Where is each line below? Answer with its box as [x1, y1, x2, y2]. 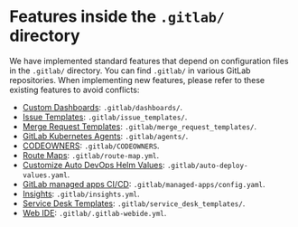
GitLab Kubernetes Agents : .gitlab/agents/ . [22, 130, 189, 141]
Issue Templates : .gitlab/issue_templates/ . [22, 111, 188, 122]
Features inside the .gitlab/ [9, 6, 226, 27]
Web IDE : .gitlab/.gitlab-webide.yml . [22, 207, 167, 218]
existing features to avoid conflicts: [9, 84, 140, 95]
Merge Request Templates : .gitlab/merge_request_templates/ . [22, 120, 257, 132]
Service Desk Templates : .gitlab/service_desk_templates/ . [22, 197, 246, 209]
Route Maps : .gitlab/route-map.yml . [22, 149, 160, 160]
